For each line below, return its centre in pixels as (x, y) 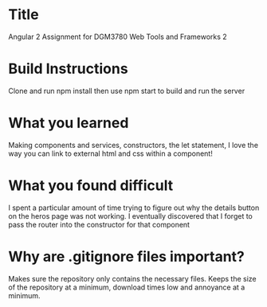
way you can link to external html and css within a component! (110, 153)
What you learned (69, 123)
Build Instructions (69, 69)
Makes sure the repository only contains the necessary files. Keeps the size (132, 278)
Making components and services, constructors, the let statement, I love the (133, 145)
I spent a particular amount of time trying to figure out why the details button (134, 208)
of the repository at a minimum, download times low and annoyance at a (127, 287)
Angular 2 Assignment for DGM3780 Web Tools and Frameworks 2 (118, 37)
